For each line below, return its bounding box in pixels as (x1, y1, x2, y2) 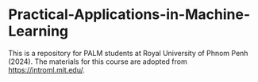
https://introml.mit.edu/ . (8, 65, 86, 74)
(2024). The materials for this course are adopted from (8, 57, 188, 66)
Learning (8, 22, 69, 40)
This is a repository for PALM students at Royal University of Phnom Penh (8, 48, 248, 58)
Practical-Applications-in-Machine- (8, 6, 251, 24)
